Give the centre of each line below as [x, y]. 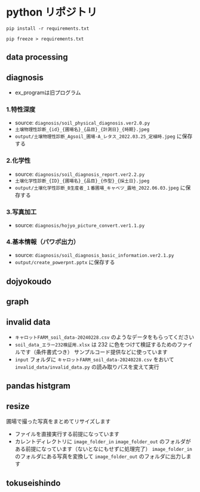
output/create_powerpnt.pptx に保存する [65, 262]
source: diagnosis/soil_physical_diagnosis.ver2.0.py [82, 123]
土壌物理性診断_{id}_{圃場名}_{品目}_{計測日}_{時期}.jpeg [82, 130]
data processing [37, 57]
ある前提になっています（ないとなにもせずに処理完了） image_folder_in [104, 449]
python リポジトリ [52, 12]
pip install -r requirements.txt [48, 28]
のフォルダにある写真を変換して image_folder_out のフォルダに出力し [100, 456]
